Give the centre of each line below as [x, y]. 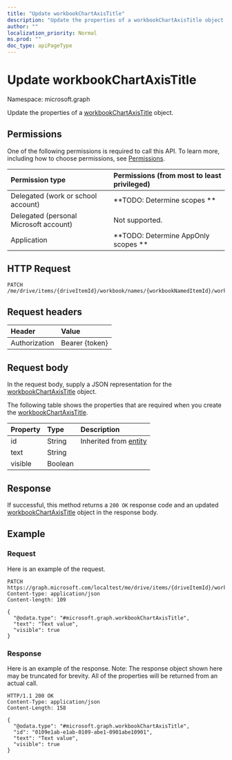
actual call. [22, 683]
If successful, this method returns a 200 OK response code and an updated [113, 505]
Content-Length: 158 [37, 708]
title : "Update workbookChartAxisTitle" [66, 13]
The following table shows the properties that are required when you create [115, 405]
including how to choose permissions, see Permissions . [86, 158]
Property [26, 430]
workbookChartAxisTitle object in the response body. [83, 512]
